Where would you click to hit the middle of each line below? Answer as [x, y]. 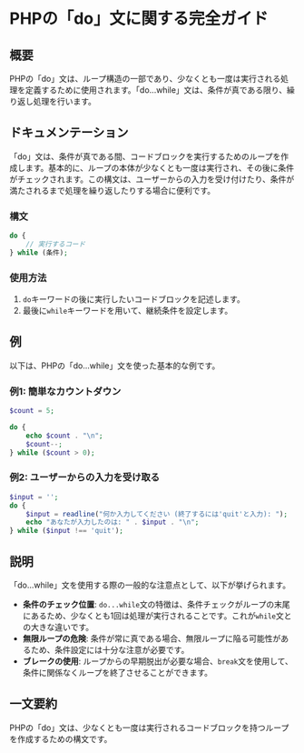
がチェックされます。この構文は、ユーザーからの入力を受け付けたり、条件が [152, 179]
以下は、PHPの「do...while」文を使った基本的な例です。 [115, 366]
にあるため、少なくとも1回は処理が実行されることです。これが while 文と [157, 616]
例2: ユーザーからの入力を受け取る [85, 477]
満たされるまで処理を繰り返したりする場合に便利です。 [113, 190]
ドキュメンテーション [69, 133]
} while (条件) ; [39, 252]
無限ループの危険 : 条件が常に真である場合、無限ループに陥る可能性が [152, 638]
